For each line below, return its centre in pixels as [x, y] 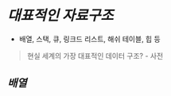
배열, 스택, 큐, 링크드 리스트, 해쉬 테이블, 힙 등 [89, 39]
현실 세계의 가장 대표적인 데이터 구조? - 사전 [95, 56]
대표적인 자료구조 [60, 15]
